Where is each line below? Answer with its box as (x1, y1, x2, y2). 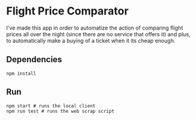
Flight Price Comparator (6, 4, 129, 18)
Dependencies (6, 54, 62, 65)
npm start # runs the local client (6, 103, 96, 109)
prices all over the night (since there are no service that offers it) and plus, (6, 30, 191, 37)
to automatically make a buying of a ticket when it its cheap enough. (6, 37, 176, 44)
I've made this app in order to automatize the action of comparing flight (6, 24, 183, 31)
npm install (6, 71, 36, 77)
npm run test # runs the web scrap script (6, 108, 115, 114)
